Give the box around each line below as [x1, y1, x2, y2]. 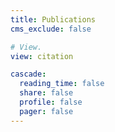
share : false [19, 88, 74, 98]
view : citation [10, 51, 74, 61]
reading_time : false [19, 79, 105, 89]
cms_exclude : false [10, 24, 92, 34]
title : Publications [10, 14, 97, 25]
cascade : [10, 69, 47, 80]
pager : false [19, 106, 74, 116]
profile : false [19, 97, 83, 107]
